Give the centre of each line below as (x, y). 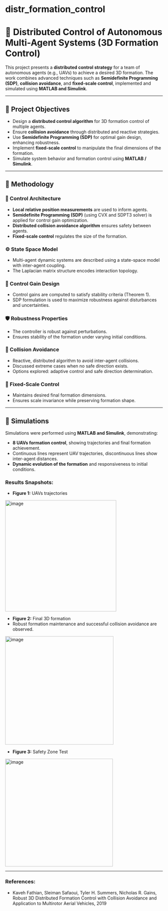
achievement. (26, 448)
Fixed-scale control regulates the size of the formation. (70, 236)
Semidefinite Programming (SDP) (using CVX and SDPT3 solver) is (82, 215)
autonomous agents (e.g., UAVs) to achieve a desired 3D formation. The (79, 73)
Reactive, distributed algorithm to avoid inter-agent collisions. (75, 360)
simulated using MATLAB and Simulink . (46, 89)
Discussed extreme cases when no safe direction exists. (70, 366)
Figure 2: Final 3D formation (41, 619)
